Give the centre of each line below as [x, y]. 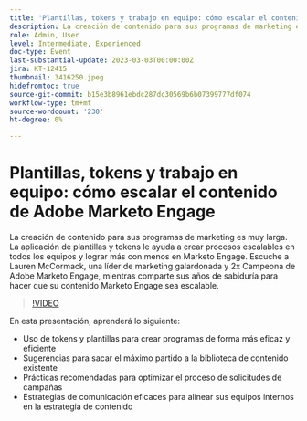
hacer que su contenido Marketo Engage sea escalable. [114, 286]
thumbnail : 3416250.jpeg [57, 78]
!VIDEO [45, 303]
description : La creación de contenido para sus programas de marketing [151, 26]
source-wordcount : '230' [57, 111]
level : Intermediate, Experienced [75, 43]
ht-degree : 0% [37, 120]
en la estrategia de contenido [78, 406]
